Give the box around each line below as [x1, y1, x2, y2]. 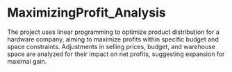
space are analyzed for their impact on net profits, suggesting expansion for [7, 50, 225, 58]
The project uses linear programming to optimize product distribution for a [7, 28, 220, 36]
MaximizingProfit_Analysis [7, 5, 166, 21]
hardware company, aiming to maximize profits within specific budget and [7, 35, 219, 43]
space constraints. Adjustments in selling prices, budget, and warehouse [7, 42, 216, 51]
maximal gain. [7, 57, 47, 65]
